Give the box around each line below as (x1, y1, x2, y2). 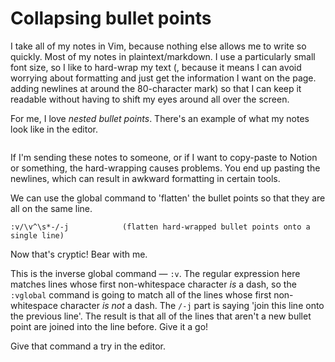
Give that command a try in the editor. (10, 340, 166, 352)
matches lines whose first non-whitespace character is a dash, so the (10, 278, 297, 290)
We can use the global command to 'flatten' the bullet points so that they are (10, 192, 326, 204)
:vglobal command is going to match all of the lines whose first (10, 288, 272, 301)
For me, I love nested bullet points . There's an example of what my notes (10, 112, 310, 124)
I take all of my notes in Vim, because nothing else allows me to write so (10, 40, 307, 52)
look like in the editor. (10, 123, 98, 135)
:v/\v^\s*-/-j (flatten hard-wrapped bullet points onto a (10, 222, 311, 232)
